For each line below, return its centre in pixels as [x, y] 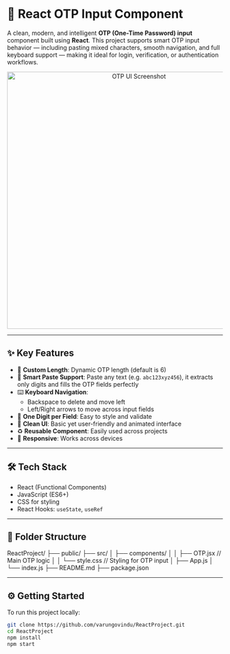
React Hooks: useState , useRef [60, 509]
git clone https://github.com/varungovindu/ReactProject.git [96, 625]
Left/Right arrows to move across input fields [91, 409]
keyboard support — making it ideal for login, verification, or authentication [113, 55]
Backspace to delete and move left [76, 402]
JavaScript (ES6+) [43, 494]
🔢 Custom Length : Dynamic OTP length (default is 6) [91, 370]
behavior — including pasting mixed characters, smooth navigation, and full [114, 47]
